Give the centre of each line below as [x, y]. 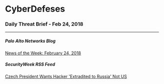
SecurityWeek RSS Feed [30, 65]
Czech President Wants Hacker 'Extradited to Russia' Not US [66, 77]
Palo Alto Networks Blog [31, 41]
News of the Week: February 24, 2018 [43, 53]
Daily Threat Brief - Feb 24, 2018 [44, 24]
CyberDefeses [35, 9]
